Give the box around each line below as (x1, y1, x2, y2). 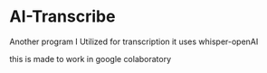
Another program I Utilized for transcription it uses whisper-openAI (9, 36, 259, 47)
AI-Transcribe (9, 6, 116, 27)
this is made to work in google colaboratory (9, 53, 172, 64)
